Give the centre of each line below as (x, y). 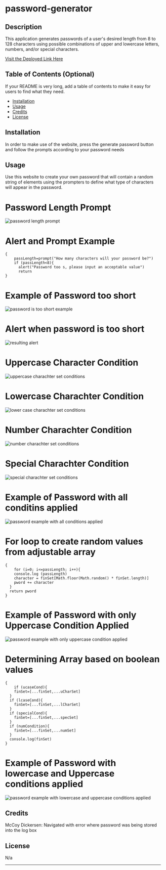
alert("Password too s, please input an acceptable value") (81, 267)
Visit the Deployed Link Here (34, 59)
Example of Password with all (66, 498)
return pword (23, 591)
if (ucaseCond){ (31, 687)
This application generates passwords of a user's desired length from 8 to (81, 39)
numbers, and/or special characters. (42, 49)
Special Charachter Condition (67, 464)
